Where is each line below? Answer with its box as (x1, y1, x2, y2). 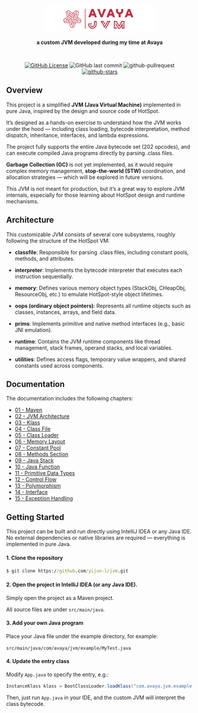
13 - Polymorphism (14, 482, 61, 489)
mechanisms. (6, 197, 39, 205)
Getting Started (6, 512, 65, 522)
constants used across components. (14, 362, 104, 369)
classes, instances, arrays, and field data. (14, 308, 117, 316)
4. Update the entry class (6, 658, 70, 665)
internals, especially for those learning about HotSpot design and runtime (6, 191, 186, 199)
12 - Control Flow (14, 476, 57, 483)
